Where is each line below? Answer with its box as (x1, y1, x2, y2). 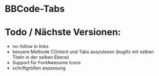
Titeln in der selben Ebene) (12, 54, 70, 60)
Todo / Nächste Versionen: (5, 27, 121, 38)
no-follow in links (12, 43, 49, 49)
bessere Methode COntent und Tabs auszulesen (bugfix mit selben (12, 49, 154, 55)
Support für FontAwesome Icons (12, 60, 81, 66)
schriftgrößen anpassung (12, 65, 66, 71)
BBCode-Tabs (5, 3, 65, 15)
